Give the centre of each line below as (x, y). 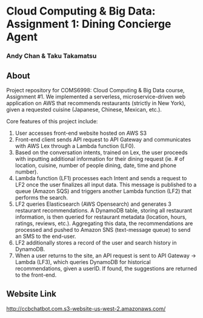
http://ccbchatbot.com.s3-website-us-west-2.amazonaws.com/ (86, 308)
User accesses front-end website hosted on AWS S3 (81, 133)
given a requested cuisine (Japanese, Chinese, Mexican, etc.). (84, 109)
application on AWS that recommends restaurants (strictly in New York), (96, 103)
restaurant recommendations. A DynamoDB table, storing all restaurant (104, 210)
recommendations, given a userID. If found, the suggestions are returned (106, 268)
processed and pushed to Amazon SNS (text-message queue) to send (103, 229)
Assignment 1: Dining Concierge (89, 24)
